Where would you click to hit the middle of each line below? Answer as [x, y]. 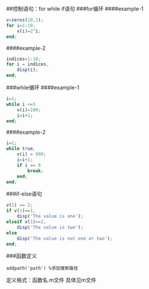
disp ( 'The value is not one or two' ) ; [65, 238]
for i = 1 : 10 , [21, 26]
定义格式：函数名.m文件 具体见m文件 [51, 280]
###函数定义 [22, 256]
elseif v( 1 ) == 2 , [26, 222]
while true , [21, 149]
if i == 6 [29, 165]
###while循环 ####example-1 [43, 87]
